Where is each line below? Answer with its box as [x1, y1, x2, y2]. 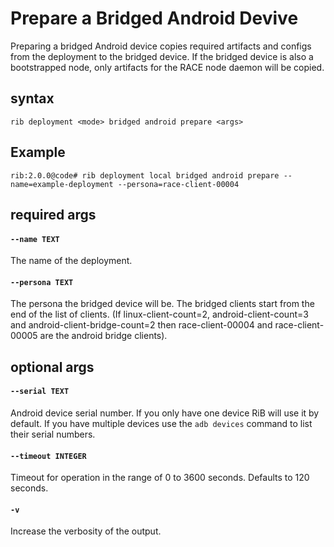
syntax [10, 90, 55, 107]
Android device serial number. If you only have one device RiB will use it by [10, 407, 320, 419]
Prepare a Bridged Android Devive [10, 7, 299, 30]
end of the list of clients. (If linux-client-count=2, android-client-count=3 [10, 308, 309, 321]
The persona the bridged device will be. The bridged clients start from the [10, 298, 315, 310]
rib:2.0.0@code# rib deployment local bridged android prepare [10, 170, 280, 181]
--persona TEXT [10, 277, 74, 287]
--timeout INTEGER [10, 451, 87, 461]
